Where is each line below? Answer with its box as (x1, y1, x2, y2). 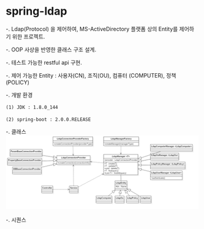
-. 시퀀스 (6, 216, 27, 224)
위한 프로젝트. (12, 32, 45, 40)
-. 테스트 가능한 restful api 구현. (6, 59, 82, 66)
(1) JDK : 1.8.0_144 (6, 104, 59, 111)
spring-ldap (6, 4, 67, 18)
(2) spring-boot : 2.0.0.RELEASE (6, 116, 91, 123)
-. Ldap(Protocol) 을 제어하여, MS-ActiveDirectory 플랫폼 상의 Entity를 (6, 25, 178, 32)
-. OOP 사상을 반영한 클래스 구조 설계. (6, 46, 96, 53)
